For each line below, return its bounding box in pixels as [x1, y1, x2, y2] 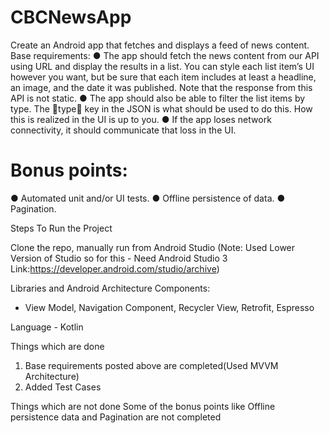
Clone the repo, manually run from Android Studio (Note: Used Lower [10, 241, 296, 253]
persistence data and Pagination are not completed [10, 411, 222, 423]
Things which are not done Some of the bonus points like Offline [10, 400, 276, 412]
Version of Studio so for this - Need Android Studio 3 [10, 252, 228, 264]
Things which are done [10, 340, 105, 352]
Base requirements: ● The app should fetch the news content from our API [10, 49, 320, 61]
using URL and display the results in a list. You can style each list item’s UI [10, 60, 315, 72]
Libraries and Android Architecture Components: [10, 282, 211, 294]
